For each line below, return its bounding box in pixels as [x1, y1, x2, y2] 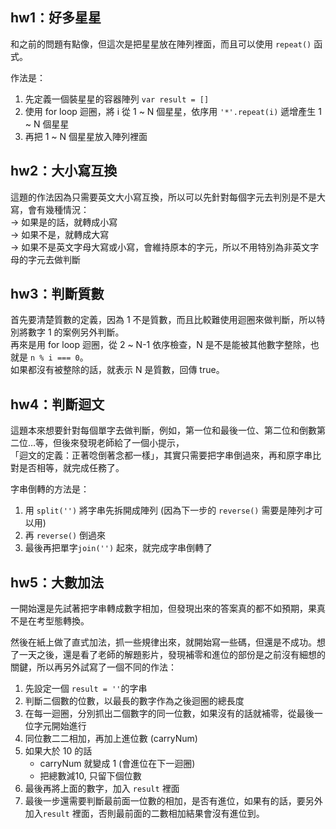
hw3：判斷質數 [10, 286, 105, 303]
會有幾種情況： [27, 203, 90, 215]
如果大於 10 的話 [24, 745, 93, 757]
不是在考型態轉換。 [10, 615, 90, 627]
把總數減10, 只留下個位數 [39, 770, 142, 782]
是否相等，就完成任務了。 [18, 462, 125, 474]
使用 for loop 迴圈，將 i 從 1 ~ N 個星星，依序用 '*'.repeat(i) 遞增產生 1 [24, 105, 322, 117]
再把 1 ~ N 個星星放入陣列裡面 [24, 130, 148, 142]
